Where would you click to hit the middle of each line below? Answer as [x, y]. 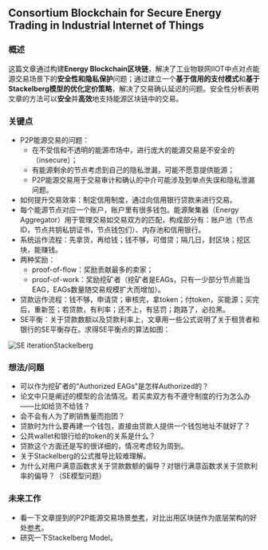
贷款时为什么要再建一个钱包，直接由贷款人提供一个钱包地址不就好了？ [135, 426]
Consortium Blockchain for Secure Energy [115, 13]
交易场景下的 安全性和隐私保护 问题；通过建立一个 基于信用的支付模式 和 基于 [137, 78]
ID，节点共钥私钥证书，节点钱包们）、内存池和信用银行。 [112, 230]
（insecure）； [55, 159]
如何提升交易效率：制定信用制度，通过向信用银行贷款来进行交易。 [128, 199]
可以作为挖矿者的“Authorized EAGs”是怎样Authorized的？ [114, 387]
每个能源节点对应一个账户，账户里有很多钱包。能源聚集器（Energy [129, 210]
